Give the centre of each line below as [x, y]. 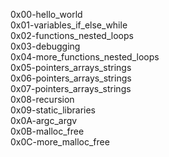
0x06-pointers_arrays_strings [71, 78]
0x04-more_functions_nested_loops [85, 57]
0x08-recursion [42, 99]
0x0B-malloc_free [47, 131]
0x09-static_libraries [53, 110]
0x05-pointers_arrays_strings [71, 67]
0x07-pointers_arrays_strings [71, 88]
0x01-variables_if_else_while [69, 25]
